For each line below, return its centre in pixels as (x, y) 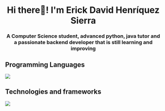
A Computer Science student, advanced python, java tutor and (83, 36)
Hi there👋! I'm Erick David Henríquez (83, 10)
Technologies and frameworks (53, 92)
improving (83, 49)
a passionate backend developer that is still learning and (83, 43)
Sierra (83, 21)
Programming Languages (45, 65)
